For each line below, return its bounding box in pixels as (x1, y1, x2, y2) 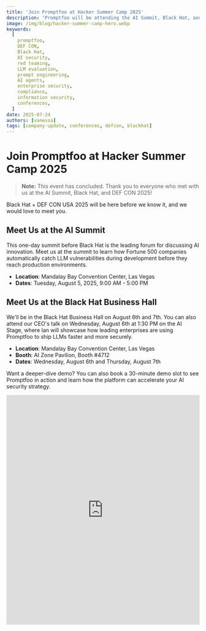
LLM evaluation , (17, 66, 59, 72)
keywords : (6, 26, 32, 32)
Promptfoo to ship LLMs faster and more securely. (6, 333, 133, 340)
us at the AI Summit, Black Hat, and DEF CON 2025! (21, 189, 152, 197)
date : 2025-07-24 (6, 111, 51, 118)
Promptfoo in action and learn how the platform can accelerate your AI (6, 376, 184, 384)
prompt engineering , (17, 72, 70, 78)
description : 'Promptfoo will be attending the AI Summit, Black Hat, (6, 15, 191, 21)
